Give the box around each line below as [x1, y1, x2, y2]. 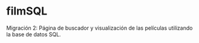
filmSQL [6, 4, 48, 18]
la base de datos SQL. [6, 30, 62, 38]
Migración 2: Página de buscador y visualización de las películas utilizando [6, 24, 193, 31]
